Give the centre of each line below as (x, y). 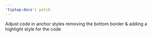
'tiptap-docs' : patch (28, 10)
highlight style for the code (33, 29)
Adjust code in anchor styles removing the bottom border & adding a (76, 24)
